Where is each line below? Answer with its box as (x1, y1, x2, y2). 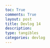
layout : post (5, 16, 32, 21)
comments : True (5, 12, 37, 17)
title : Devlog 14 (5, 21, 41, 26)
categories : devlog (5, 35, 46, 40)
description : (5, 26, 32, 31)
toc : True (5, 7, 26, 12)
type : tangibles (5, 30, 39, 35)
